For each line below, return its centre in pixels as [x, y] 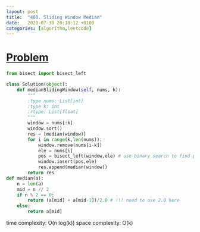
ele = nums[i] [55, 151]
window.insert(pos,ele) [67, 162]
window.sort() [45, 128]
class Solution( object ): [37, 84]
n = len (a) [30, 184]
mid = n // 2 [33, 189]
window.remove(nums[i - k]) [70, 145]
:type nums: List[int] [56, 101]
